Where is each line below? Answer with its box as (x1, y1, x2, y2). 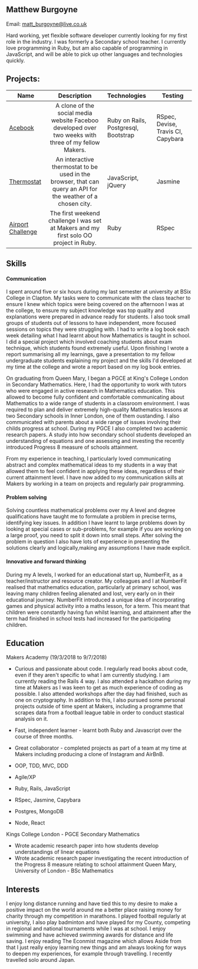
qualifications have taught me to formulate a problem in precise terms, (6, 513, 177, 520)
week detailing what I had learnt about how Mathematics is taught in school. (6, 332, 191, 339)
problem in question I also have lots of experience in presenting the (6, 538, 170, 545)
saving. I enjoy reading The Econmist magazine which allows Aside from (6, 938, 181, 945)
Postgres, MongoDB (14, 808, 64, 815)
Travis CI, (156, 127, 183, 135)
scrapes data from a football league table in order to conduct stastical (14, 709, 184, 716)
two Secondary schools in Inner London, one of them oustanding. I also (6, 412, 180, 419)
